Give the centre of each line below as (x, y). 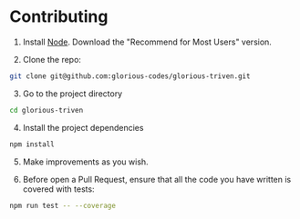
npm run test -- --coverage (63, 205)
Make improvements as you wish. (85, 162)
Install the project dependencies (83, 127)
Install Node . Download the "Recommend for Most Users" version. (147, 42)
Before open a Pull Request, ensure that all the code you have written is (157, 179)
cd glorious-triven (47, 110)
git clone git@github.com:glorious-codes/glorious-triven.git (130, 76)
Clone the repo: (52, 59)
